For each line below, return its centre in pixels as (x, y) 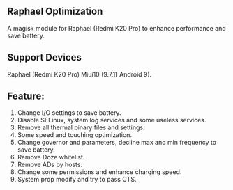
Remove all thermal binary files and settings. (81, 127)
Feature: (26, 96)
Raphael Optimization (55, 11)
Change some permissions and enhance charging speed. (99, 172)
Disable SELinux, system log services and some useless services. (112, 120)
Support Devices (45, 57)
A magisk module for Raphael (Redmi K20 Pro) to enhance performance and (117, 28)
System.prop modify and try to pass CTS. (77, 180)
